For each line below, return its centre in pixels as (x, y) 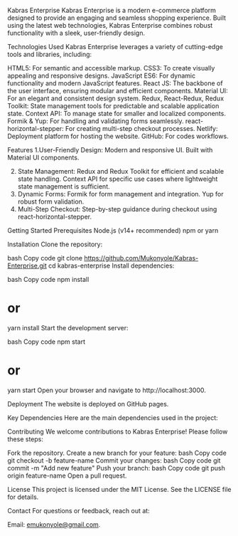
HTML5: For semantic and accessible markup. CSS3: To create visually (111, 68)
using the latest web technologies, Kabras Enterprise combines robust (110, 25)
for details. (23, 497)
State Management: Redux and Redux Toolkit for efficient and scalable (121, 171)
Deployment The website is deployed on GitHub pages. (88, 404)
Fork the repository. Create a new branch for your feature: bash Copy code (117, 453)
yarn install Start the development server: (68, 327)
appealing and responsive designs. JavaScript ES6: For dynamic (102, 75)
